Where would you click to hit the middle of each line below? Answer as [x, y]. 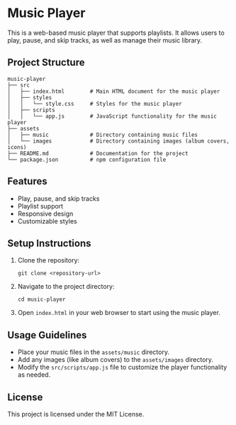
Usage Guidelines [47, 335]
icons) [17, 147]
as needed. [34, 375]
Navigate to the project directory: [66, 287]
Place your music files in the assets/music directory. [94, 352]
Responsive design [45, 214]
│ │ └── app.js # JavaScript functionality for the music [112, 116]
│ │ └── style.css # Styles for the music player [95, 104]
